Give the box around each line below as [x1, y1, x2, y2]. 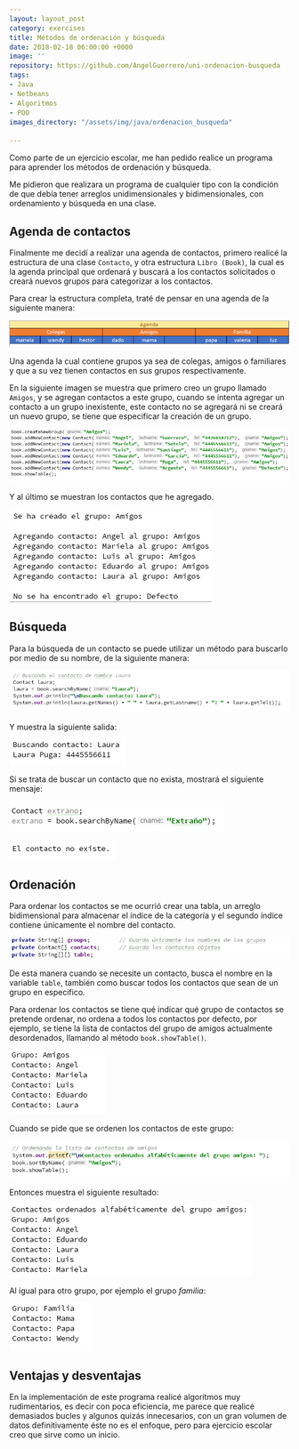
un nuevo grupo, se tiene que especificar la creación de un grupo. [9, 411, 252, 422]
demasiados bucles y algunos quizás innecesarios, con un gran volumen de [9, 1410, 287, 1421]
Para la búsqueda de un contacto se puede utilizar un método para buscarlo [9, 643, 288, 654]
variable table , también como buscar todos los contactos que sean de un [9, 977, 279, 987]
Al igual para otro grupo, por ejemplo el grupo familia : [9, 1285, 206, 1296]
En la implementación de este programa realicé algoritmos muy [9, 1391, 241, 1402]
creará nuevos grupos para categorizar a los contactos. [9, 276, 214, 286]
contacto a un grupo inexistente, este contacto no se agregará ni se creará [9, 401, 283, 413]
